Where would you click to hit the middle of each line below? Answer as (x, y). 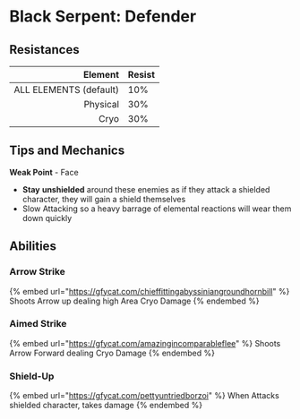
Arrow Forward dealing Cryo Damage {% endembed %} (112, 353)
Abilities (33, 247)
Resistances (44, 50)
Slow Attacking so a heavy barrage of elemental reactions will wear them (157, 209)
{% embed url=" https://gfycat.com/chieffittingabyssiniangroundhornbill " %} (150, 291)
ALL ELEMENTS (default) (66, 90)
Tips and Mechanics (67, 151)
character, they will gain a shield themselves (104, 199)
